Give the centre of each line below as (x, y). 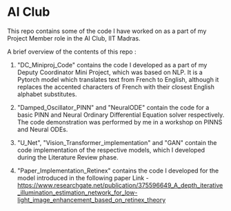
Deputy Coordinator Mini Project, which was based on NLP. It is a (110, 72)
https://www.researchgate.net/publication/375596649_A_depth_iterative (120, 185)
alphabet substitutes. (47, 94)
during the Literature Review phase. (68, 157)
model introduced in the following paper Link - (83, 178)
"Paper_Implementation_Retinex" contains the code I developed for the (118, 170)
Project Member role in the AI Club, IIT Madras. (74, 38)
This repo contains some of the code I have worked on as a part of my (107, 31)
